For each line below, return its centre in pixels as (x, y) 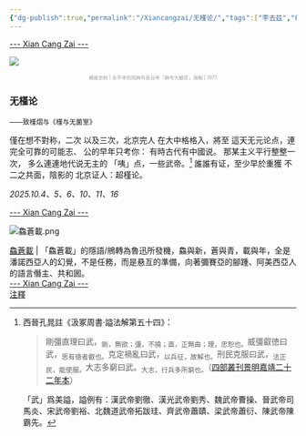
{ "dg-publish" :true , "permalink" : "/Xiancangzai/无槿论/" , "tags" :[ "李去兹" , (150, 18)
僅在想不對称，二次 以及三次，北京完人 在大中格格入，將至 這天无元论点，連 (153, 140)
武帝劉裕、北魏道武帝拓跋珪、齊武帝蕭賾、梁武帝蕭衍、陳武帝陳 (174, 411)
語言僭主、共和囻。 (53, 273)
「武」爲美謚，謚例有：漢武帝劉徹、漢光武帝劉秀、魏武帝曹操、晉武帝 (154, 399)
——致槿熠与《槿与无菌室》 (53, 122)
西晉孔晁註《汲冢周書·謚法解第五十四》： (97, 322)
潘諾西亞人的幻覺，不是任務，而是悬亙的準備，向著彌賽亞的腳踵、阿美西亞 (149, 261)
